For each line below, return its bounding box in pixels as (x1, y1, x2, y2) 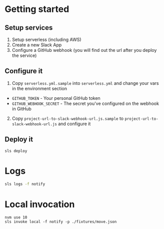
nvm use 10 (4, 215, 27, 220)
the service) (11, 52, 37, 58)
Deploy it (4, 135, 33, 144)
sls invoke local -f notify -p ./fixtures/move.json (4, 220, 117, 225)
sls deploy (4, 148, 27, 153)
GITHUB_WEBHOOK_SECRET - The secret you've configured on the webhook (11, 100, 159, 106)
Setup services (4, 23, 53, 32)
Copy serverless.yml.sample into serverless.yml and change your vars (11, 80, 159, 86)
